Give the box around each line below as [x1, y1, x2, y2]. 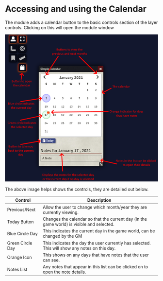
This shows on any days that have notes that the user [43, 252, 149, 258]
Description [87, 197, 112, 203]
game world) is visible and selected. [43, 221, 115, 227]
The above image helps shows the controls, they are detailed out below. [5, 186, 149, 193]
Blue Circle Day [7, 230, 38, 236]
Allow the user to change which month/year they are [43, 204, 147, 210]
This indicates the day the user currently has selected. [43, 240, 151, 246]
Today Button [7, 219, 34, 225]
